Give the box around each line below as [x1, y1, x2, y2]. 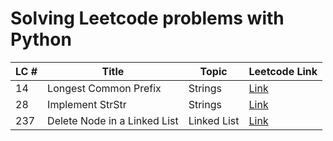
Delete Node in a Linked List [47, 113, 179, 127]
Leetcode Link [248, 64, 318, 78]
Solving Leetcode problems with [10, 7, 285, 30]
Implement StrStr [47, 97, 127, 111]
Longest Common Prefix [47, 81, 162, 95]
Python [10, 28, 72, 51]
